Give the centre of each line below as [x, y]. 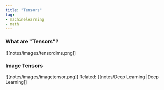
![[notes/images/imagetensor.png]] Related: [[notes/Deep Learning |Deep [82, 77]
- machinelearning [25, 19]
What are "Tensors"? [32, 42]
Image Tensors [24, 66]
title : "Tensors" [24, 10]
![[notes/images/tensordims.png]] [41, 53]
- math [12, 24]
